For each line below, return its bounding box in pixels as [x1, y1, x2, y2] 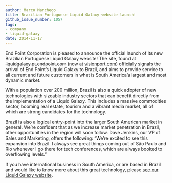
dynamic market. [5, 77, 41, 83]
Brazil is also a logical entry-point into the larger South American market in [5, 119, 162, 125]
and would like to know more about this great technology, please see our [5, 167, 159, 173]
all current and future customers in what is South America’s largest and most [5, 72, 167, 78]
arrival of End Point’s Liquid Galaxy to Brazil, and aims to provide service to [5, 66, 164, 72]
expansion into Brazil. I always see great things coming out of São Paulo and [5, 140, 166, 146]
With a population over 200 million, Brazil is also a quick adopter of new [5, 87, 157, 93]
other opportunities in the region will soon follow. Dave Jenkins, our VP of [5, 129, 160, 135]
